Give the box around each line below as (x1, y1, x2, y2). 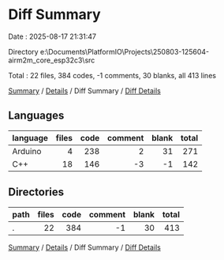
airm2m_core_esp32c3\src (8, 55, 95, 65)
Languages (8, 109, 65, 122)
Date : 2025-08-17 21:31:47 (8, 32, 97, 41)
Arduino (12, 145, 42, 156)
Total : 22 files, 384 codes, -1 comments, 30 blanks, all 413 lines (8, 70, 217, 80)
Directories (8, 186, 65, 199)
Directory (8, 47, 39, 56)
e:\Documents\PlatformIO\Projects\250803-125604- (39, 47, 210, 56)
